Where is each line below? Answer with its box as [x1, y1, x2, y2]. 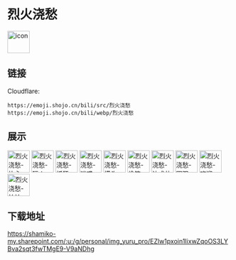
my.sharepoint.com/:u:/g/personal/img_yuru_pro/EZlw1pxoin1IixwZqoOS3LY [7, 237, 229, 246]
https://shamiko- [7, 229, 56, 238]
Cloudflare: [7, 87, 41, 95]
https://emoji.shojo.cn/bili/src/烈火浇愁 [7, 102, 131, 109]
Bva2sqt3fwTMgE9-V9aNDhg [7, 244, 95, 253]
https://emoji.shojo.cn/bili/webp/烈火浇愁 [7, 109, 134, 117]
